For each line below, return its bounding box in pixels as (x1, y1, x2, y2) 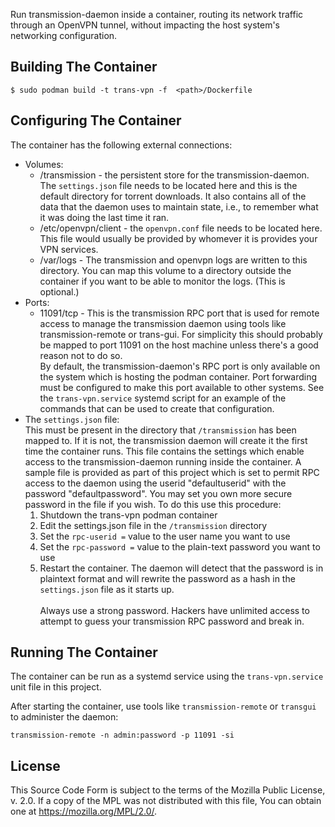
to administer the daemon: (10, 711, 119, 723)
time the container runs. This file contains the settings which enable (24, 445, 305, 457)
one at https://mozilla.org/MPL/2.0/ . (10, 805, 158, 818)
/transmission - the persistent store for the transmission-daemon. (39, 169, 310, 181)
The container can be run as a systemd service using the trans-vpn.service (10, 670, 324, 683)
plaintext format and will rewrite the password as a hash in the (39, 572, 296, 584)
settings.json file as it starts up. (39, 583, 175, 595)
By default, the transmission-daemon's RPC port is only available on (39, 360, 321, 372)
